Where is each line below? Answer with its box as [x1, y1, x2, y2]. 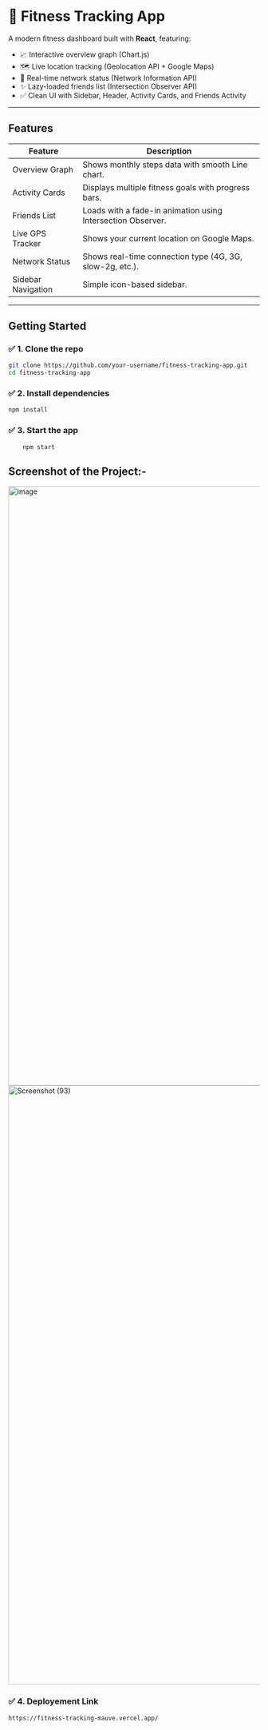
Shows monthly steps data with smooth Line [82, 159, 248, 170]
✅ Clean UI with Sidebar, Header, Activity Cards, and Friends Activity [19, 90, 246, 100]
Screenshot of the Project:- [8, 465, 147, 479]
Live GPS [12, 228, 46, 239]
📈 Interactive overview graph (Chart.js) [19, 50, 150, 59]
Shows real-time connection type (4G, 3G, [82, 251, 243, 262]
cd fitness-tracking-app [8, 369, 91, 377]
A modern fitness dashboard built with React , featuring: [8, 34, 191, 43]
